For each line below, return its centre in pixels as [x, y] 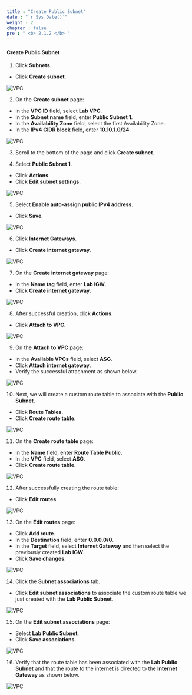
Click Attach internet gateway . [53, 365]
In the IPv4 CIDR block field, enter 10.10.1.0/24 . [73, 130]
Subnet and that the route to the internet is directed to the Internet [96, 668]
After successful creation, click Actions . [64, 313]
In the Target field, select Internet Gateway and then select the [92, 546]
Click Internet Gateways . [46, 239]
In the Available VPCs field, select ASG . [64, 359]
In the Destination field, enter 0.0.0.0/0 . [64, 540]
